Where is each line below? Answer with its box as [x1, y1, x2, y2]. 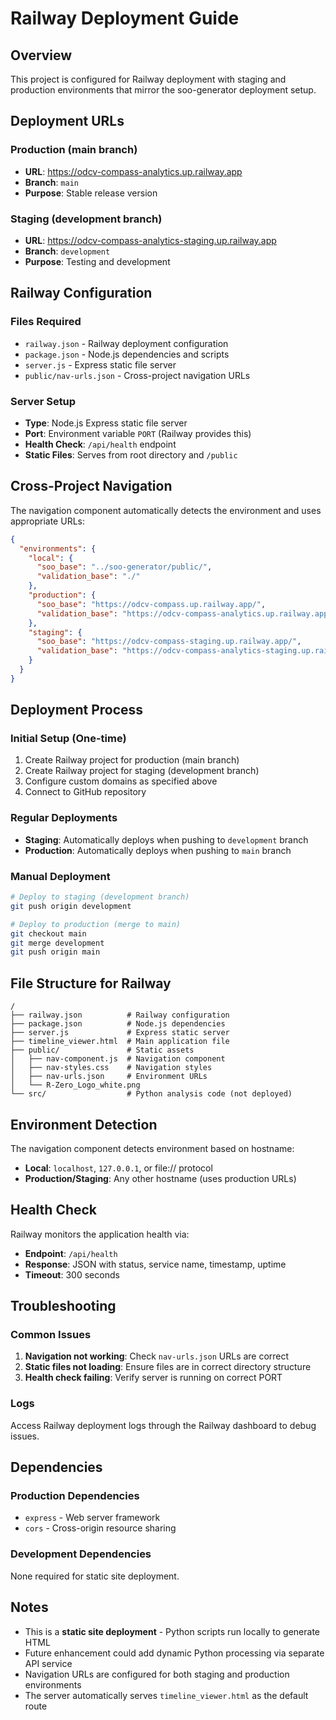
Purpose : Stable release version [24, 187, 158, 199]
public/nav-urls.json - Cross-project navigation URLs [24, 369, 251, 381]
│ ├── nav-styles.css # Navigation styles [10, 1063, 213, 1073]
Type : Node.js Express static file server [24, 417, 188, 429]
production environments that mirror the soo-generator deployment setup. [10, 84, 317, 96]
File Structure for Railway [10, 975, 172, 992]
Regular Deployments [10, 811, 118, 825]
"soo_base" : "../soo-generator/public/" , [36, 562, 213, 572]
